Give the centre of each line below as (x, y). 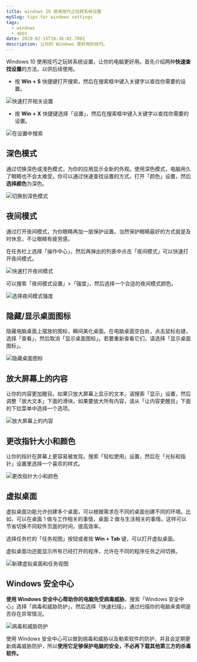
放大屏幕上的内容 (37, 378)
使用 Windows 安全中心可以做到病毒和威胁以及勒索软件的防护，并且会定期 (96, 639)
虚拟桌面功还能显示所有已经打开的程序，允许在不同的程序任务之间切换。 (93, 551)
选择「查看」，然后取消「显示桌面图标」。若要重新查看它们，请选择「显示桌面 (98, 339)
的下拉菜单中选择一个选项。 (40, 408)
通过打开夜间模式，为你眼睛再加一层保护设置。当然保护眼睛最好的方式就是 (96, 231)
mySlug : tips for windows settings (50, 17)
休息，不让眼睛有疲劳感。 (42, 238)
